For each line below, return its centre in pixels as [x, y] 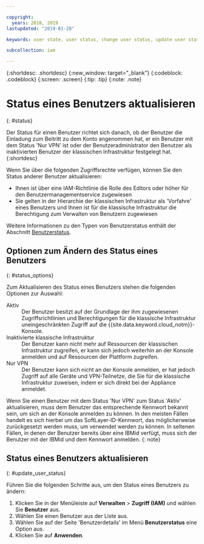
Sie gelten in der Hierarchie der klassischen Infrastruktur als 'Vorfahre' [103, 201]
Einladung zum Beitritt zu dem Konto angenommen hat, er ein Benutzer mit [100, 139]
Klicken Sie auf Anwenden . [49, 535]
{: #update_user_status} [36, 473]
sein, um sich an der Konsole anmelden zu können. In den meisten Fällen [97, 414]
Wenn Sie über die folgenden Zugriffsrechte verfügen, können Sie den [94, 170]
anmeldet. [34, 389]
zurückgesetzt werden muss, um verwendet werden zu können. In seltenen [100, 426]
